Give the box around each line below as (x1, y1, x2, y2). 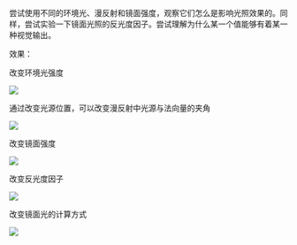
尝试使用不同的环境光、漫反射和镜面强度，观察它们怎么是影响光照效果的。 (9, 8, 280, 18)
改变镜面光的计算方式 (9, 209, 87, 219)
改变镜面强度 (9, 138, 56, 149)
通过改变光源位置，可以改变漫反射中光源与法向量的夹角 (9, 103, 210, 113)
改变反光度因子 (9, 173, 64, 184)
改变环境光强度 (9, 67, 64, 78)
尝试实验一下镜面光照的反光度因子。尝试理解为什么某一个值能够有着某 (24, 19, 280, 29)
